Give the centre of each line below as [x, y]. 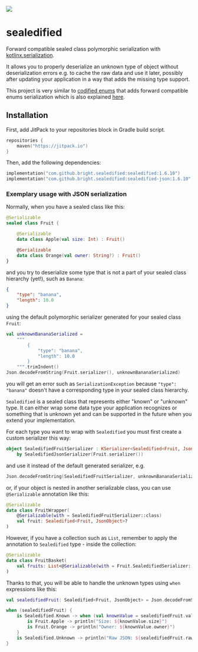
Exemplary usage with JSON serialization [67, 194]
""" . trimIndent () [38, 367]
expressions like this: [32, 589]
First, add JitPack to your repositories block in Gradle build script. [86, 129]
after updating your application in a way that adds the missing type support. [98, 79]
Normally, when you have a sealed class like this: [65, 207]
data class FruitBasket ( [37, 561]
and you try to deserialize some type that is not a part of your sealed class [96, 272]
